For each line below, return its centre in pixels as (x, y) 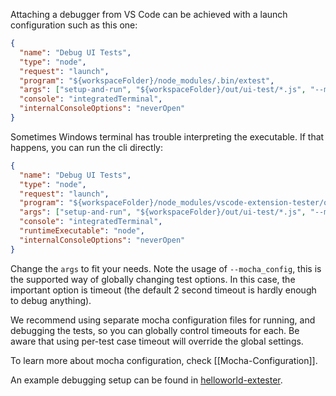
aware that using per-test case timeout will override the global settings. (157, 341)
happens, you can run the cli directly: (87, 147)
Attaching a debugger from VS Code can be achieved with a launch (149, 14)
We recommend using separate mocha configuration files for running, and (163, 320)
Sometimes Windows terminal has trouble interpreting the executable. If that (167, 136)
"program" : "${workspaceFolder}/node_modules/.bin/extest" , (147, 80)
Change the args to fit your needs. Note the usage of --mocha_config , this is (166, 268)
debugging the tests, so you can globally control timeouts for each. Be (155, 330)
